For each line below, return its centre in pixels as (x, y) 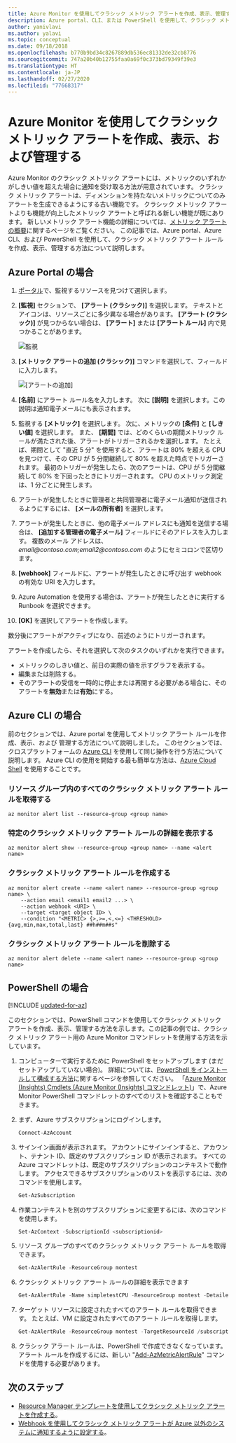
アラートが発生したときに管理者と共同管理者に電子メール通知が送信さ (119, 499)
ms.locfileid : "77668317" (46, 85)
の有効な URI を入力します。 (58, 582)
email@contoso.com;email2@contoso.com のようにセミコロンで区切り (121, 550)
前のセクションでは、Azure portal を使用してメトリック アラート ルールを (114, 733)
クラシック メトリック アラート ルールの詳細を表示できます (104, 1282)
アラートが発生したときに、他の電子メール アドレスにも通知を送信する (120, 523)
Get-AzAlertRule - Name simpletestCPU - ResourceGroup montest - (112, 1296)
